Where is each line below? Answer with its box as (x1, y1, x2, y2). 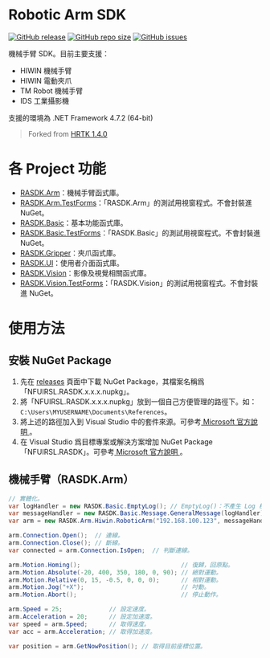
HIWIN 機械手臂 (19, 66, 72, 76)
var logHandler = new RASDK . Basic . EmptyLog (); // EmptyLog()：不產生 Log (8, 502, 256, 510)
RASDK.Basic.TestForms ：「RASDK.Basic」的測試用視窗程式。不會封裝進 (19, 227, 261, 238)
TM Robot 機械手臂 (19, 86, 84, 96)
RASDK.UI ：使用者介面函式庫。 (19, 258, 125, 268)
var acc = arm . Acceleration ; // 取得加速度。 (8, 627, 157, 636)
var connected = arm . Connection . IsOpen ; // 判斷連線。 (8, 546, 194, 554)
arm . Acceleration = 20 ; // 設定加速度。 (8, 613, 157, 621)
